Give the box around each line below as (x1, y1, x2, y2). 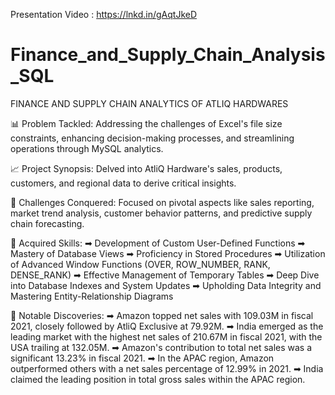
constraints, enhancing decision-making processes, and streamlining (10, 132, 295, 144)
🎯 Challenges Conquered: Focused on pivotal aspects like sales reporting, (10, 196, 315, 208)
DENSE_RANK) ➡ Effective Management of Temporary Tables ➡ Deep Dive (10, 269, 320, 281)
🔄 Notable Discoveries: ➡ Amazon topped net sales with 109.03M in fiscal (10, 309, 314, 321)
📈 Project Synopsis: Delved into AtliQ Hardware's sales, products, (10, 162, 283, 174)
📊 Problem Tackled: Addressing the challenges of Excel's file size (10, 117, 283, 129)
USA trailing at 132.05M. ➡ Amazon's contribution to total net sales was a (10, 341, 313, 353)
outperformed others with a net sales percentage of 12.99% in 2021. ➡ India (10, 362, 324, 374)
